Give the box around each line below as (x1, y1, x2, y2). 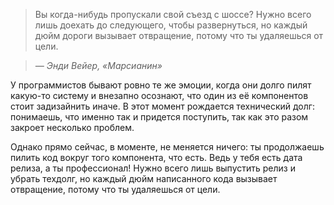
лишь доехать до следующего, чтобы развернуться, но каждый (34, 19, 308, 31)
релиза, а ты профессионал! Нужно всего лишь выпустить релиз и (10, 162, 296, 174)
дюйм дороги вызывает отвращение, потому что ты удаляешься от (34, 30, 324, 41)
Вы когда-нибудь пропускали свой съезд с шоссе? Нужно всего (34, 9, 312, 20)
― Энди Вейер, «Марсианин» (34, 60, 163, 71)
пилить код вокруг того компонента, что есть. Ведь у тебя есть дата (10, 152, 303, 163)
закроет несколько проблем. (10, 122, 135, 133)
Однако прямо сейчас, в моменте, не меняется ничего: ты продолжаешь (10, 141, 325, 153)
